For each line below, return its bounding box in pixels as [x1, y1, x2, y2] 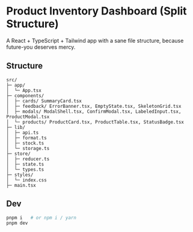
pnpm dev [6, 220, 28, 227]
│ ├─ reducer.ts [6, 155, 50, 162]
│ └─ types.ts [6, 166, 44, 172]
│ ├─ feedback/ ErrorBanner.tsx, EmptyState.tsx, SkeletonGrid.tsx [6, 103, 182, 109]
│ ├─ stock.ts [6, 140, 44, 146]
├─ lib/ [6, 124, 26, 130]
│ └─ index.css [6, 177, 47, 183]
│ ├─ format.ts [6, 134, 47, 141]
